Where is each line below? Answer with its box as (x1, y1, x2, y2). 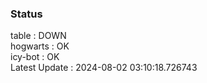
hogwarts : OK (10, 40, 70, 52)
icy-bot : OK (10, 51, 60, 63)
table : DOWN (10, 30, 67, 42)
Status (10, 7, 43, 21)
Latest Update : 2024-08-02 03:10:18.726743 (10, 62, 198, 74)
